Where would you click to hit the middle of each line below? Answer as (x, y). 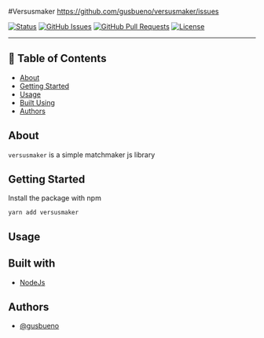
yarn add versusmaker (44, 213)
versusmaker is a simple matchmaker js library (82, 154)
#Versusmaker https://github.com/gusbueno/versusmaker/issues (114, 11)
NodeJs (32, 282)
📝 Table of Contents (57, 59)
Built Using (37, 102)
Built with (32, 264)
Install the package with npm (55, 198)
